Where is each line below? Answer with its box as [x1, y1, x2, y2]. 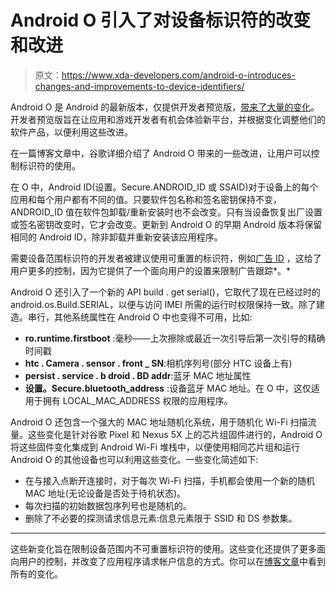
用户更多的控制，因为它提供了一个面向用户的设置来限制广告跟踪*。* [10, 264, 292, 276]
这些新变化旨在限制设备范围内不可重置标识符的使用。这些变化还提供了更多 [10, 542, 317, 555]
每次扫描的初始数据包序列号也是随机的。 [24, 499, 192, 511]
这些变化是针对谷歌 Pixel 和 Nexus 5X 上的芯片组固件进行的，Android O [27, 428, 323, 440]
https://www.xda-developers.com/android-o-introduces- [61, 69, 296, 81]
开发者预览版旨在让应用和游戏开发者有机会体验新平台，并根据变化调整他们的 [10, 113, 326, 125]
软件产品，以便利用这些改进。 [10, 126, 133, 138]
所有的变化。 [10, 567, 63, 580]
